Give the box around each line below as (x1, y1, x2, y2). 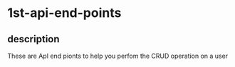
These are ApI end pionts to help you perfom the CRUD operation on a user (7, 51, 229, 60)
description (7, 33, 60, 45)
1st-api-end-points (7, 5, 122, 21)
